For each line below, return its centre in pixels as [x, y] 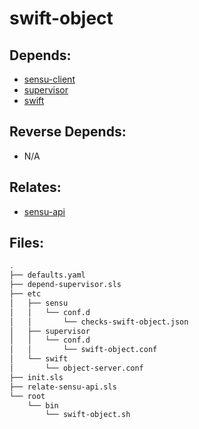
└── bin [43, 405]
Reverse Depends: [68, 132]
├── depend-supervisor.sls [65, 285]
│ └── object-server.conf [76, 368]
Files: [26, 243]
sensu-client [49, 79]
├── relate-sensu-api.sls [63, 387]
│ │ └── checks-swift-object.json [99, 322]
